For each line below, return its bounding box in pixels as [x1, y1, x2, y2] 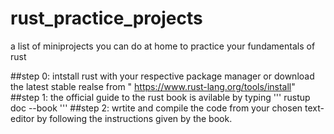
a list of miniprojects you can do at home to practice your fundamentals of [10, 40, 316, 52]
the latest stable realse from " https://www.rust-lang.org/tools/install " [10, 80, 296, 92]
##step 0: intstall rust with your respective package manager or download [10, 70, 315, 82]
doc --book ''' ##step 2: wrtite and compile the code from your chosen [10, 102, 303, 114]
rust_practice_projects [10, 7, 203, 30]
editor [10, 112, 35, 124]
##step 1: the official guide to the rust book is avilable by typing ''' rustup [10, 91, 311, 103]
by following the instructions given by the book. [36, 112, 233, 124]
